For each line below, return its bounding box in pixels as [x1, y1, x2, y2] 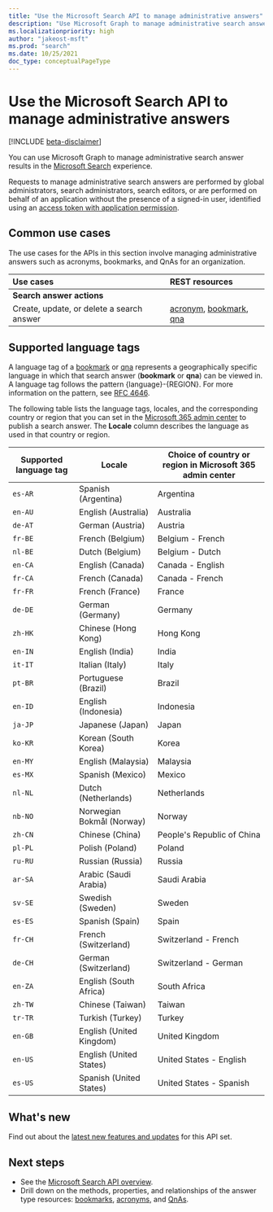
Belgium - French [157, 533, 225, 545]
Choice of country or [167, 449, 250, 461]
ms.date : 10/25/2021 [8, 50, 79, 58]
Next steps [8, 1155, 65, 1169]
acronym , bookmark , [169, 303, 249, 314]
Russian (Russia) [78, 855, 144, 867]
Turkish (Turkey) [78, 1013, 142, 1024]
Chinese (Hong [78, 623, 136, 634]
